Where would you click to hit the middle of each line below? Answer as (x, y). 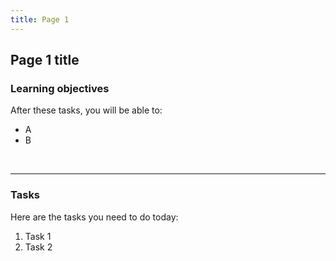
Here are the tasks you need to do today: (94, 217)
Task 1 (38, 236)
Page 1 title (45, 60)
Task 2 (38, 247)
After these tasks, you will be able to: (86, 110)
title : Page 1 (40, 19)
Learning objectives (60, 88)
